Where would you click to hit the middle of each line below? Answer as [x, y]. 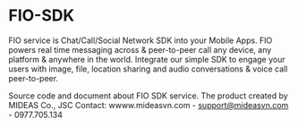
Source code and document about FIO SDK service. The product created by [148, 96]
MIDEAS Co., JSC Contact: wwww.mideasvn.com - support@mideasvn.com [149, 105]
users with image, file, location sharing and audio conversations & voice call [148, 69]
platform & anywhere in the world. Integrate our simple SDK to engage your [147, 59]
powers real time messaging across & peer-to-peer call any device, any [140, 49]
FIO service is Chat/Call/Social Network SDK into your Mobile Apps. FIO [140, 40]
